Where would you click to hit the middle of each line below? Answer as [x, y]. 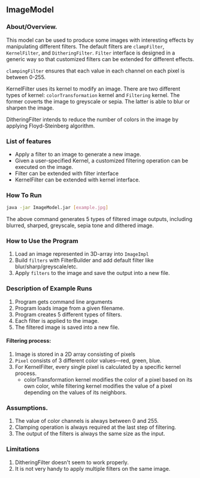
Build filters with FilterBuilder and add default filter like [84, 261]
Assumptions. [27, 408]
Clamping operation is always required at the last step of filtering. [96, 427]
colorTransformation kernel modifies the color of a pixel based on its [108, 379]
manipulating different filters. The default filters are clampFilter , [85, 46]
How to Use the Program [43, 241]
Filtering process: [29, 341]
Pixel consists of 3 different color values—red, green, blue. [88, 360]
